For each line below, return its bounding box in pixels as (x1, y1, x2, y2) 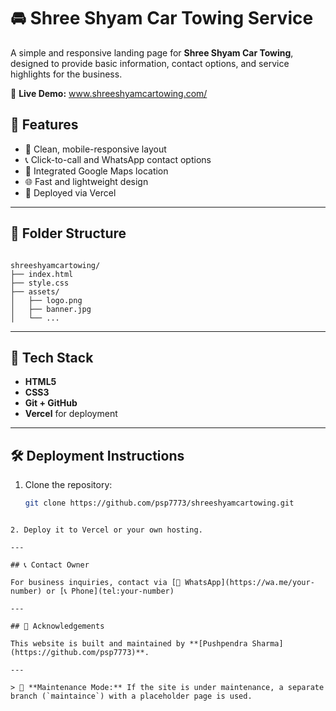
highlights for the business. (10, 68, 123, 80)
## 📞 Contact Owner (10, 560, 90, 570)
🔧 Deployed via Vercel (24, 186, 117, 199)
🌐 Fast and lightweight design (24, 175, 149, 187)
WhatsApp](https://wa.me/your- (184, 578, 315, 588)
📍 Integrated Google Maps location (24, 165, 169, 177)
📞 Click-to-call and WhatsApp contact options (24, 153, 212, 165)
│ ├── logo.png (10, 295, 83, 305)
